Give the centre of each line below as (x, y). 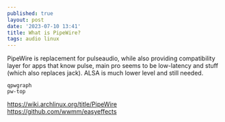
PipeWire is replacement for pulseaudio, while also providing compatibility (111, 58)
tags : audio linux (33, 39)
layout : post (26, 20)
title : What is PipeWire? (44, 33)
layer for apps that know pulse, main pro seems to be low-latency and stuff (113, 66)
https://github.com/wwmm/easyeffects (62, 112)
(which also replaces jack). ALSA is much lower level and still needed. (105, 73)
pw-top (16, 92)
